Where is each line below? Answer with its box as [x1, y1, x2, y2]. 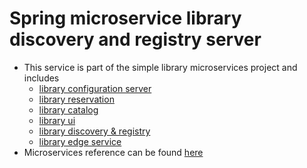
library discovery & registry [38, 125, 151, 137]
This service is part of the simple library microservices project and [23, 61, 298, 73]
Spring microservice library [9, 7, 242, 30]
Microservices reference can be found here [23, 146, 204, 158]
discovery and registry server [9, 28, 262, 51]
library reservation [38, 93, 115, 105]
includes [23, 72, 60, 84]
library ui [38, 114, 76, 126]
